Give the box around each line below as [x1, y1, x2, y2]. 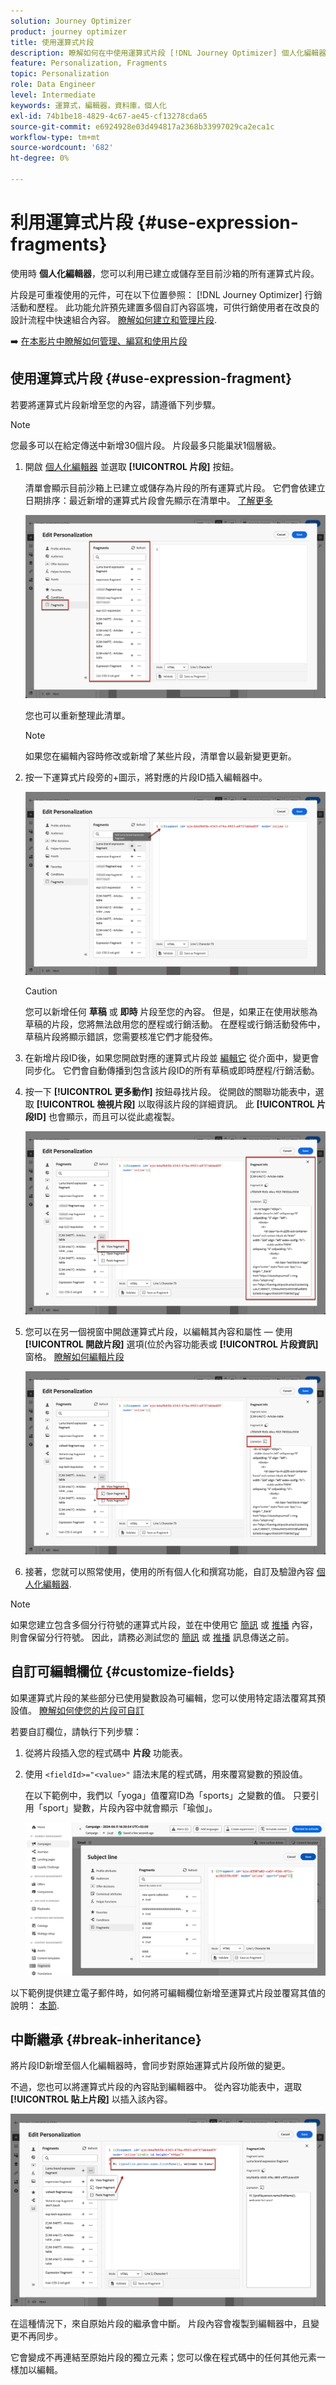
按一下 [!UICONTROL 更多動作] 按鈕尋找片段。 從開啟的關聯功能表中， [24, 1085, 316, 1097]
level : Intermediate [10, 90, 97, 100]
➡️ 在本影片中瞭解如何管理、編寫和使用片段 [10, 335, 188, 347]
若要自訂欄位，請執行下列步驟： [10, 1725, 142, 1737]
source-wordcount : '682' [10, 143, 114, 153]
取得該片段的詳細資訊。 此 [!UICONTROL [146, 1098, 315, 1110]
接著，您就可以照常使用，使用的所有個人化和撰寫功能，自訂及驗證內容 [24, 1565, 315, 1577]
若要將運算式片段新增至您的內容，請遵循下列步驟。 [10, 398, 221, 410]
